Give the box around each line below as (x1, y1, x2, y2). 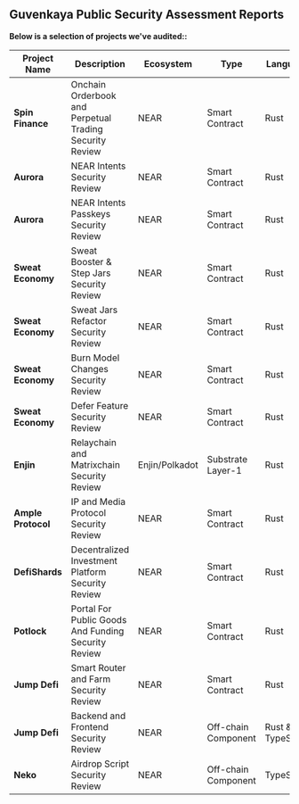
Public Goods (70, 613, 127, 626)
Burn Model (70, 352, 120, 364)
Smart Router (70, 661, 126, 674)
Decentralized (70, 543, 130, 556)
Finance (13, 117, 49, 129)
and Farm (70, 673, 111, 685)
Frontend (70, 720, 109, 733)
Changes (70, 362, 109, 375)
